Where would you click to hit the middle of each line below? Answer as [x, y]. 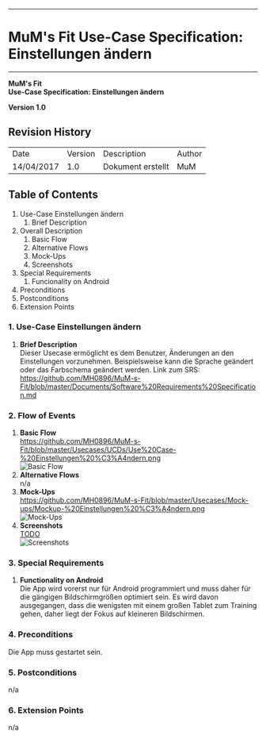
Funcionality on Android [70, 281]
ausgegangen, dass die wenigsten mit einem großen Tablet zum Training [138, 606]
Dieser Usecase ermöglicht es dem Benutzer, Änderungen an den [127, 352]
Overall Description [51, 230]
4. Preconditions [41, 634]
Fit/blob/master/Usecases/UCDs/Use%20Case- [98, 450]
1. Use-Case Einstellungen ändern [75, 327]
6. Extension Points [46, 710]
